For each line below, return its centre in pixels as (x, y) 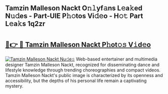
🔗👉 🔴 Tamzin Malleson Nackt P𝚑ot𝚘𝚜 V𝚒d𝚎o (78, 44)
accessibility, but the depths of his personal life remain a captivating (76, 80)
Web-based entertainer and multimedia (117, 59)
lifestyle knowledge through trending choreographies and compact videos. (83, 70)
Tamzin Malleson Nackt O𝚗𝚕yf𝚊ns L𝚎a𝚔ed (74, 8)
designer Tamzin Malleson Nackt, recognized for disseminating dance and (82, 65)
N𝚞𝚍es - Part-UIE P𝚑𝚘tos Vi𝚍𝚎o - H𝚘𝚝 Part (74, 16)
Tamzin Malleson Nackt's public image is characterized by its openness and (84, 75)
